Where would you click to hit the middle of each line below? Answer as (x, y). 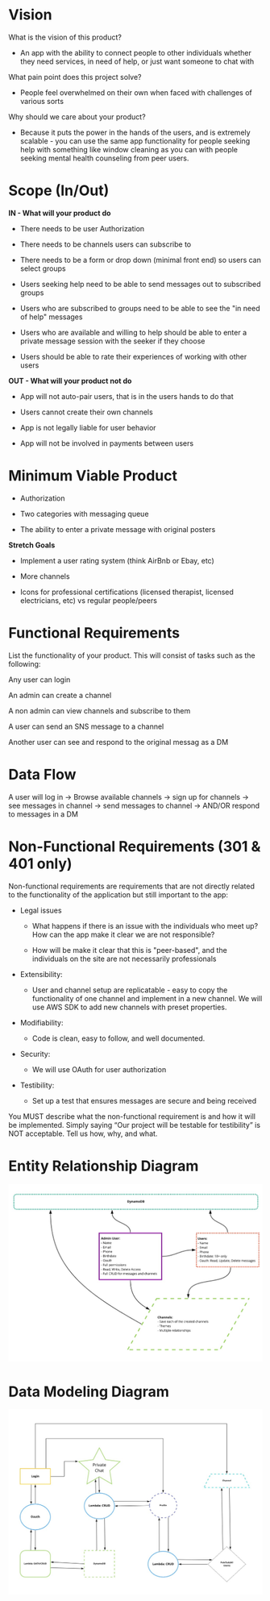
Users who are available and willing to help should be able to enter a (133, 332)
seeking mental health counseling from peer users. (104, 158)
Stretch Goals (32, 545)
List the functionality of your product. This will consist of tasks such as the (132, 655)
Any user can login (39, 680)
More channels (45, 576)
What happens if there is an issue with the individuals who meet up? (145, 925)
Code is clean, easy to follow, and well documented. (118, 1038)
